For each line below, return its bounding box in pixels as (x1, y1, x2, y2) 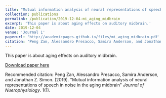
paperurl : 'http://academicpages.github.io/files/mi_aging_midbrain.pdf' (5, 35, 161, 40)
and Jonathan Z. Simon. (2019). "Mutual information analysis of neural (5, 76, 148, 82)
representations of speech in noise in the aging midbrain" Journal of (5, 82, 144, 88)
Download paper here (5, 62, 49, 68)
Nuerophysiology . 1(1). (5, 87, 50, 93)
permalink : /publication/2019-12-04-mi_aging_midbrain (5, 16, 121, 21)
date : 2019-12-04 (5, 25, 41, 30)
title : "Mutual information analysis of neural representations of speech (5, 7, 163, 12)
